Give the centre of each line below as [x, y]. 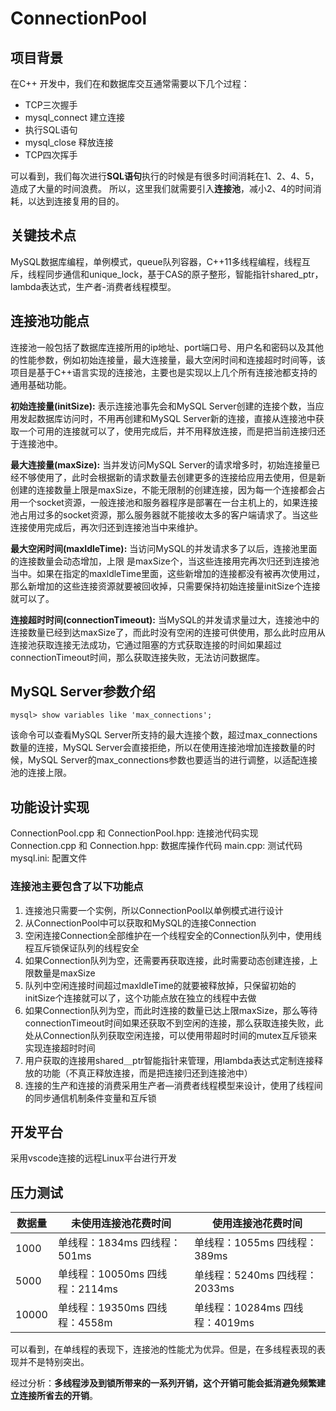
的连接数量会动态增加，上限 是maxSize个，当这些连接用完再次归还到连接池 [165, 561]
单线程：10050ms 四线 [112, 1274]
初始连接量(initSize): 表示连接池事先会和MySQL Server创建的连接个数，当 [163, 406]
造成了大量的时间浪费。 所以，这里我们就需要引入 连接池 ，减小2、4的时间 [161, 188]
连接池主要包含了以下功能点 [77, 887]
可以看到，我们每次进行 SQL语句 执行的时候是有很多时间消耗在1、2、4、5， [165, 176]
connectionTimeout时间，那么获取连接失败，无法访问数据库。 [137, 657]
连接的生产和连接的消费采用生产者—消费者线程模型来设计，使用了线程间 [173, 1085]
